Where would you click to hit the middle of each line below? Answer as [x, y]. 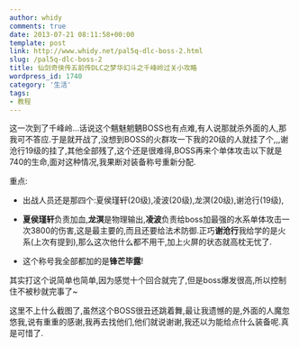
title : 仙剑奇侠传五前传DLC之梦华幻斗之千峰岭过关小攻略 [104, 68]
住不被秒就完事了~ [44, 292]
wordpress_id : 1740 [46, 77]
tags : [19, 93]
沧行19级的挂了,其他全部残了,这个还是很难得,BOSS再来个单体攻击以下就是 [146, 151]
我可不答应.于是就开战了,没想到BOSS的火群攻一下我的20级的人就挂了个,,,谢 [149, 140]
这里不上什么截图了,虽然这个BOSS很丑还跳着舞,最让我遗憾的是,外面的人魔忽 [149, 311]
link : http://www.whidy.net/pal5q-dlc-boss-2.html [106, 51]
